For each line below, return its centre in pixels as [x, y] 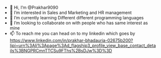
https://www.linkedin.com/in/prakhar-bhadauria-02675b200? [71, 40]
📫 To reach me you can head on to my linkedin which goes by [72, 33]
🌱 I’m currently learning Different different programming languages [77, 18]
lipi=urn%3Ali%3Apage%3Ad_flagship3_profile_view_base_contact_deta [83, 45]
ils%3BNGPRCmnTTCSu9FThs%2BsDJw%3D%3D [61, 51]
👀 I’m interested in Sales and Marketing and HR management [70, 13]
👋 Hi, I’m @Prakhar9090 [34, 7]
